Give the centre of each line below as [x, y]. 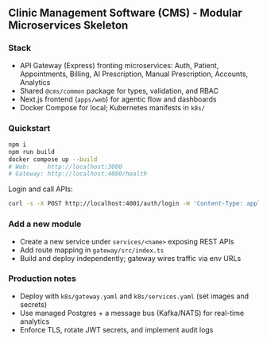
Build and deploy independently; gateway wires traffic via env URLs [130, 258]
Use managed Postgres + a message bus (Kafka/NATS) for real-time [132, 313]
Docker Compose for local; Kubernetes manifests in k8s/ [112, 107]
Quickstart [29, 128]
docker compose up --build [53, 159]
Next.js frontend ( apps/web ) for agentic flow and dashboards [118, 99]
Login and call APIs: [41, 189]
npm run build [32, 152]
